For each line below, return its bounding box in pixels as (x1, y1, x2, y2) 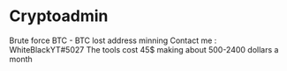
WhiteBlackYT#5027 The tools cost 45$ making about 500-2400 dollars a (9, 44, 279, 54)
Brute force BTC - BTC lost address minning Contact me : (9, 35, 217, 46)
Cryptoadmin (9, 6, 109, 26)
